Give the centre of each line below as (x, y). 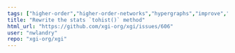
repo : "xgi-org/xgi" (37, 39)
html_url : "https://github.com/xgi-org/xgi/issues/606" (90, 26)
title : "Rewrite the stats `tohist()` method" (76, 20)
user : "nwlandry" (33, 33)
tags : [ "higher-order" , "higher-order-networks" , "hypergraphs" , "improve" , (117, 13)
